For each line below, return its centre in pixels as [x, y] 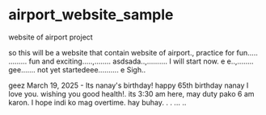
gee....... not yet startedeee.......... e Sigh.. [77, 69]
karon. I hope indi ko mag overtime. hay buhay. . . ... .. [97, 102]
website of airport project [51, 37]
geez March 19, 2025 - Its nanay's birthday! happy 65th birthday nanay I [129, 85]
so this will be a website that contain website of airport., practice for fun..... [133, 52]
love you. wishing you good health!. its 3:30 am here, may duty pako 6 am [131, 93]
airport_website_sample [91, 15]
